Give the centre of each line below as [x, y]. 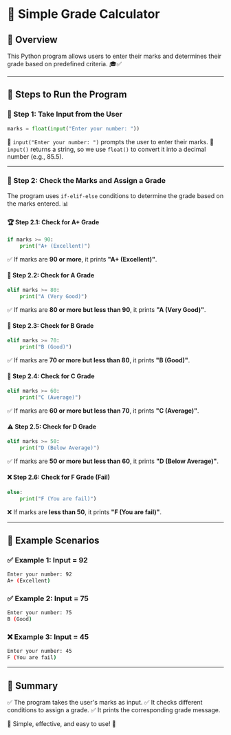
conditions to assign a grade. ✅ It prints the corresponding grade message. [114, 709]
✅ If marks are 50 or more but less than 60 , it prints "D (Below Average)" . [113, 461]
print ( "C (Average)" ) [50, 397]
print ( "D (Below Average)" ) [59, 448]
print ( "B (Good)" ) [46, 347]
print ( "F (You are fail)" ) [58, 499]
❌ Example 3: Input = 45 [48, 636]
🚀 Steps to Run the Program [67, 95]
